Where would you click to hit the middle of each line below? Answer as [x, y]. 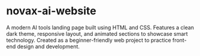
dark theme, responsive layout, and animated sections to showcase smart [97, 33]
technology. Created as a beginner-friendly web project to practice [89, 40]
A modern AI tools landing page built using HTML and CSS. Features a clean [100, 27]
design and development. [48, 46]
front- [179, 40]
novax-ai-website [51, 11]
